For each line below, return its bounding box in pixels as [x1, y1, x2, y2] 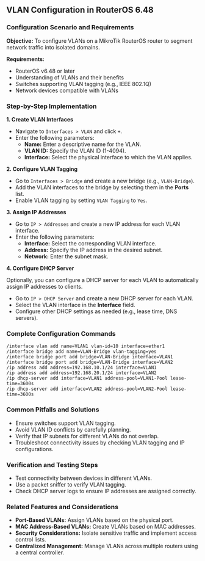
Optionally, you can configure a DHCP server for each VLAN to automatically [6, 276, 199, 283]
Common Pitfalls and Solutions [6, 405, 99, 414]
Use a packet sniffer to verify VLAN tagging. [15, 480, 126, 488]
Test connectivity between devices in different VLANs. [15, 474, 153, 482]
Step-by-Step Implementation [6, 102, 97, 110]
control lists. [15, 536, 46, 543]
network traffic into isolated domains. [6, 43, 100, 51]
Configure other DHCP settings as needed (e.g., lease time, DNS [15, 308, 178, 315]
